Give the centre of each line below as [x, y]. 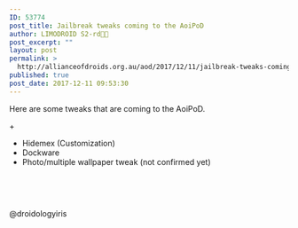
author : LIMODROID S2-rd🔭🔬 [59, 34]
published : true [39, 75]
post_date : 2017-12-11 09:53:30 [69, 83]
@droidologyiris [38, 213]
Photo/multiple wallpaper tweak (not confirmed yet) [116, 161]
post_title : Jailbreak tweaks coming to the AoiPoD [106, 26]
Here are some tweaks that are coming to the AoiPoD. [107, 108]
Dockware [41, 153]
